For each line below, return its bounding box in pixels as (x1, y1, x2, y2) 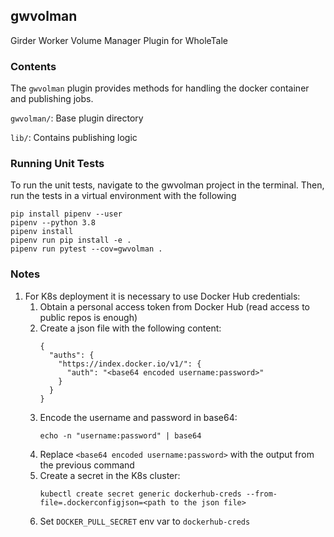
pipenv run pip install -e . (10, 235, 132, 246)
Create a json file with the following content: (39, 322, 222, 334)
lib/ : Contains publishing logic (10, 132, 138, 144)
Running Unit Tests (10, 157, 105, 171)
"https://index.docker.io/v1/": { (58, 359, 202, 369)
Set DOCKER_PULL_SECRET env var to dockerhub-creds (39, 515, 251, 527)
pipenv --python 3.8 (10, 218, 97, 228)
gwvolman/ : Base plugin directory (10, 112, 144, 124)
